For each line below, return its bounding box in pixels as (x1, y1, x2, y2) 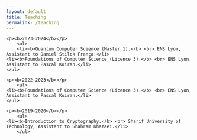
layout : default (6, 8, 46, 15)
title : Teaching (6, 14, 46, 20)
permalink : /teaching (6, 19, 60, 25)
